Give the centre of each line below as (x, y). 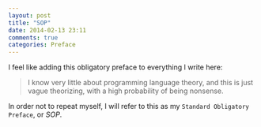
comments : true (33, 37)
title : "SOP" (30, 23)
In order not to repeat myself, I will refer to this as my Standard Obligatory (129, 106)
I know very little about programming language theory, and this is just (140, 83)
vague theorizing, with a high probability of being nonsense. (125, 91)
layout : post (30, 15)
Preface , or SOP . (35, 114)
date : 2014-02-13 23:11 (47, 30)
